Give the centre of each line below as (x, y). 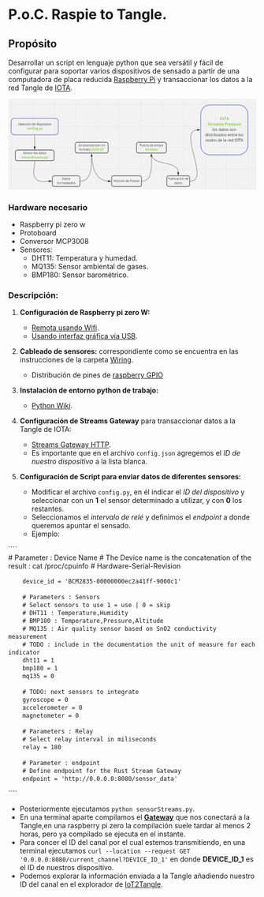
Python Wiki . (52, 406)
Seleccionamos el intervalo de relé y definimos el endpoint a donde (141, 517)
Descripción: (33, 295)
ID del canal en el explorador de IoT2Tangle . (91, 884)
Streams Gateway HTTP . (71, 445)
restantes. (48, 509)
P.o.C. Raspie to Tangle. (87, 15)
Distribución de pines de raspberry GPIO (97, 375)
